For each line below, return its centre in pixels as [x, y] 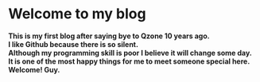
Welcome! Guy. [34, 69]
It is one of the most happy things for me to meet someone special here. [129, 61]
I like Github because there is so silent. [74, 44]
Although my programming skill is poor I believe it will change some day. [130, 53]
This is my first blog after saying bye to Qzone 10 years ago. [109, 36]
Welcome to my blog [77, 14]
